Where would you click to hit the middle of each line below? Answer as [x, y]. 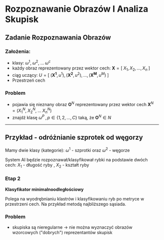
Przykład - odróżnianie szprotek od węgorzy [74, 138]
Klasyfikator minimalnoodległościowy [44, 189]
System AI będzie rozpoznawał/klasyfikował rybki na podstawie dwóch [76, 159]
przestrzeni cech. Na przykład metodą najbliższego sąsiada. [66, 204]
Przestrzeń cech [29, 80]
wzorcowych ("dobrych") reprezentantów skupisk [62, 232]
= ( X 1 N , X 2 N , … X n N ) [32, 110]
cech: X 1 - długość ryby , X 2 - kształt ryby [47, 165]
